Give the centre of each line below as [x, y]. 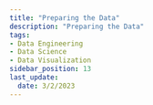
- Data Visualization [51, 60]
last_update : [34, 78]
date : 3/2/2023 [46, 86]
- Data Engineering [46, 43]
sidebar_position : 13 [51, 69]
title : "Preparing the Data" [65, 18]
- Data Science [38, 52]
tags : [20, 35]
